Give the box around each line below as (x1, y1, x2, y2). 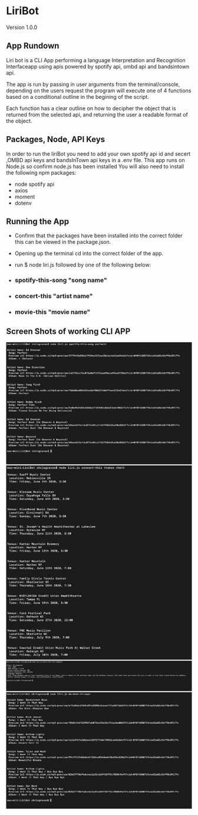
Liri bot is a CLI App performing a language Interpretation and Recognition (6, 56, 186, 63)
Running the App (6, 216, 70, 226)
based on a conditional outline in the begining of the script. (6, 93, 149, 100)
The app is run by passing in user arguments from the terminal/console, (6, 80, 180, 88)
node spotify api (14, 181, 55, 188)
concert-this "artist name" (14, 292, 93, 300)
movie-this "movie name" (14, 308, 91, 316)
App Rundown (6, 41, 60, 51)
